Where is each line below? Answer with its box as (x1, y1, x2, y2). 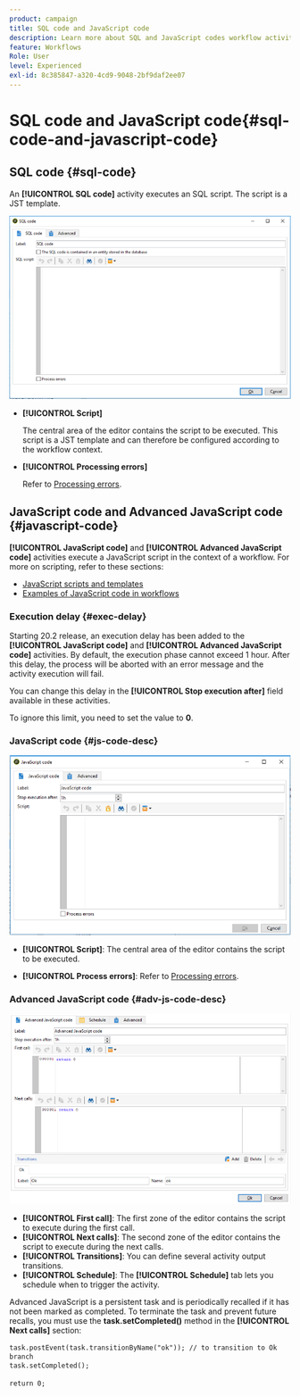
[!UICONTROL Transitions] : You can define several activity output (21, 1251, 266, 1262)
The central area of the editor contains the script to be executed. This (21, 425, 279, 436)
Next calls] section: (9, 1325, 82, 1336)
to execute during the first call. (21, 1223, 136, 1234)
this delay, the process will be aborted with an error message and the (9, 659, 264, 669)
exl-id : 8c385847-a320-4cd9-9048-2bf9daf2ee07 (9, 71, 186, 80)
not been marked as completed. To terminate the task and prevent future (9, 1306, 277, 1317)
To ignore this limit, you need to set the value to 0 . (9, 712, 194, 723)
